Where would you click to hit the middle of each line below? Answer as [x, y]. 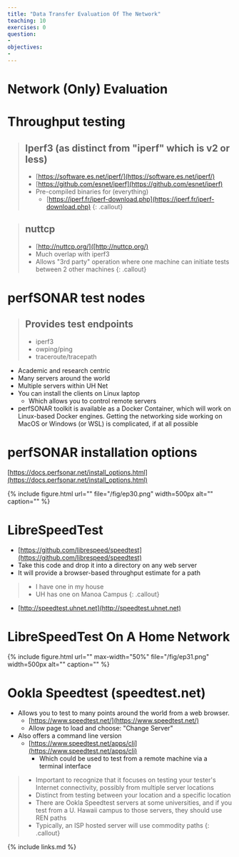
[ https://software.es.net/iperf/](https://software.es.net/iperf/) [125, 176]
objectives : [25, 47]
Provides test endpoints [79, 325]
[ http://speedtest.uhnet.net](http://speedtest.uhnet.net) [100, 608]
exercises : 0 [27, 27]
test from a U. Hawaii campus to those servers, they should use [129, 810]
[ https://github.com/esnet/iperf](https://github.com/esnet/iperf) [129, 184]
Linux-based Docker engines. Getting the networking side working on [120, 416]
